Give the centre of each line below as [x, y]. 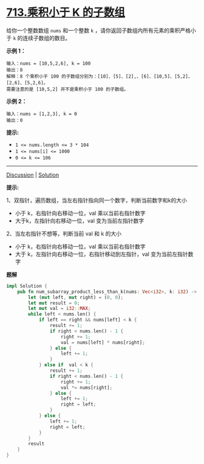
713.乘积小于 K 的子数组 [66, 12]
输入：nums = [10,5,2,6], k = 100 [49, 63]
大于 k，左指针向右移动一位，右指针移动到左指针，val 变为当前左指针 [101, 254]
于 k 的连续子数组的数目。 [39, 38]
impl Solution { [27, 286]
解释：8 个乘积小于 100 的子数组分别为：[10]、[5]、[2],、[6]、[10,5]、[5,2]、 [100, 76]
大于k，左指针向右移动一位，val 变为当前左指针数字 [80, 220]
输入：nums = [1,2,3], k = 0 [42, 114]
